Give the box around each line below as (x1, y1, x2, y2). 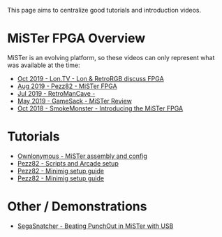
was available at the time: (7, 61, 80, 69)
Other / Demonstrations (7, 199, 147, 215)
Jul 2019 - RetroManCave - (17, 89, 96, 97)
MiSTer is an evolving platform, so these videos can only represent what (7, 53, 215, 62)
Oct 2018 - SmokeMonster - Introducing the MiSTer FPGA (17, 104, 184, 113)
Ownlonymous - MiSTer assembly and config (17, 152, 148, 160)
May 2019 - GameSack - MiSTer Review (17, 96, 133, 105)
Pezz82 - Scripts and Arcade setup (17, 159, 119, 167)
